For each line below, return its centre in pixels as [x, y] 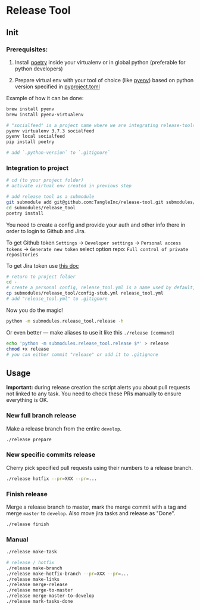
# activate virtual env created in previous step [69, 186]
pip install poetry [30, 142]
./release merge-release [37, 585]
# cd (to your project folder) [45, 180]
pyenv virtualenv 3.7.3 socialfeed [50, 131]
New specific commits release [51, 455]
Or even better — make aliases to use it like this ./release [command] [90, 332]
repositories [22, 255]
